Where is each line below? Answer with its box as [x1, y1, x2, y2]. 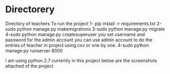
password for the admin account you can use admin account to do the [5, 37, 153, 43]
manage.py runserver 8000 [5, 47, 63, 54]
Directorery [5, 4, 55, 15]
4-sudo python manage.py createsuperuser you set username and [5, 31, 145, 37]
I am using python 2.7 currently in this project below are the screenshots [5, 57, 157, 63]
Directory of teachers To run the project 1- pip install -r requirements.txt [5, 20, 156, 27]
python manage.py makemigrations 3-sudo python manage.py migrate [17, 26, 165, 32]
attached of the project [5, 63, 53, 69]
